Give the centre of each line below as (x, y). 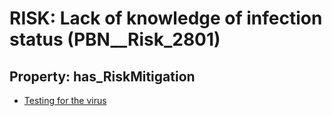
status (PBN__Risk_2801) (115, 39)
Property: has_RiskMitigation (102, 76)
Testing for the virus (65, 100)
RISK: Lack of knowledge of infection (166, 18)
